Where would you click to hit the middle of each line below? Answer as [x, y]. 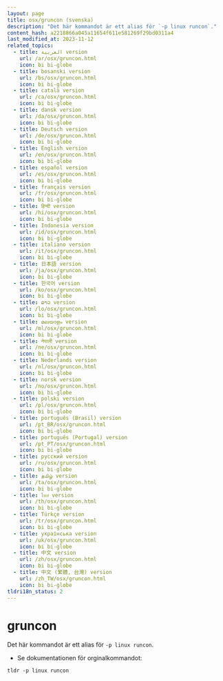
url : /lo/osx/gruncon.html [58, 309]
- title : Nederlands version [55, 361]
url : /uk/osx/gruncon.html [58, 540]
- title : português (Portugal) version [71, 437]
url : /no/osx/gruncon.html [58, 386]
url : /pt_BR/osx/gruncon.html [63, 424]
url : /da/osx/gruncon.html [58, 116]
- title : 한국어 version [47, 283]
